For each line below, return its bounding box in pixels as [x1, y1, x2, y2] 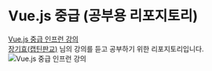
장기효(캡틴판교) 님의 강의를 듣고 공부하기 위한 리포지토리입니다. [8, 44, 204, 53]
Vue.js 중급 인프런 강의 [8, 34, 79, 44]
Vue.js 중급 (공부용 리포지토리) [8, 7, 199, 25]
